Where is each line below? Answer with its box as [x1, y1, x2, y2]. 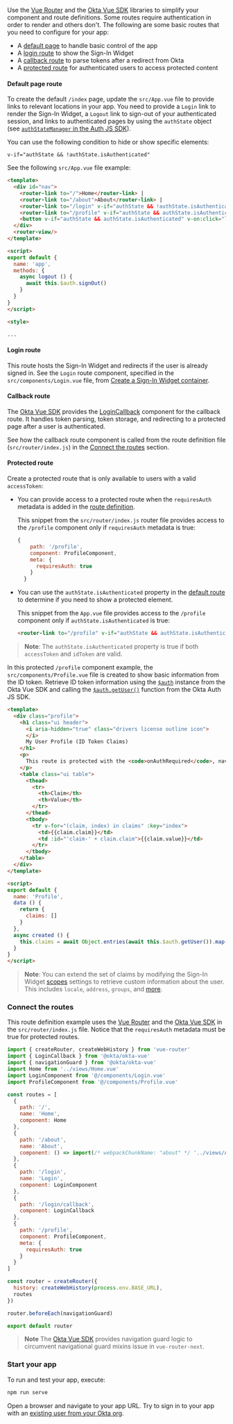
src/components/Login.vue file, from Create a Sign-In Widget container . [7, 376, 210, 384]
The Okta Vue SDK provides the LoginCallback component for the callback [7, 407, 221, 415]
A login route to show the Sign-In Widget [17, 49, 134, 57]
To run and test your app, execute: [7, 1375, 105, 1384]
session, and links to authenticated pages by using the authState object [7, 117, 212, 126]
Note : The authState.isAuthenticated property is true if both [24, 643, 199, 651]
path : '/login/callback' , [19, 1201, 95, 1208]
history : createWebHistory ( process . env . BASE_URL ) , [13, 1284, 163, 1291]
